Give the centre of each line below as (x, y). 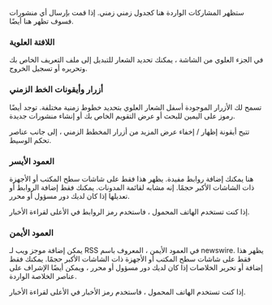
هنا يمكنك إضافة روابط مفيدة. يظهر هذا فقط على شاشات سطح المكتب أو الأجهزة (132, 178)
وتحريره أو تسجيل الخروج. (48, 68)
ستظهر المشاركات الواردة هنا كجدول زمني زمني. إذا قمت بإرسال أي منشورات (127, 13)
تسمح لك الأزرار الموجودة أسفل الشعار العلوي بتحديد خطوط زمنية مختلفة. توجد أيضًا (136, 107)
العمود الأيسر (32, 161)
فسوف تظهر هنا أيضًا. (41, 21)
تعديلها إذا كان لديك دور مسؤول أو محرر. (69, 195)
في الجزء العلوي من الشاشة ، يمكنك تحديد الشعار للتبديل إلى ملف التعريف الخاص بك (136, 60)
